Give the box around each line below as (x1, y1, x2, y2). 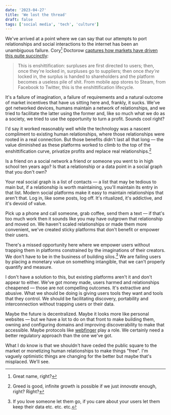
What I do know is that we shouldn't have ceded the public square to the (5, 342, 157, 349)
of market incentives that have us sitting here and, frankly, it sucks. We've (5, 99, 160, 105)
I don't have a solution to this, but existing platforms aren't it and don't (5, 274, 152, 280)
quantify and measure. (5, 264, 52, 270)
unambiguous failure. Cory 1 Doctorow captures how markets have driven (5, 46, 158, 53)
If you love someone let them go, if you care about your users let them (12, 398, 160, 405)
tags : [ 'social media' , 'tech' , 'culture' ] (5, 21, 99, 27)
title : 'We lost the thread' (5, 12, 67, 17)
